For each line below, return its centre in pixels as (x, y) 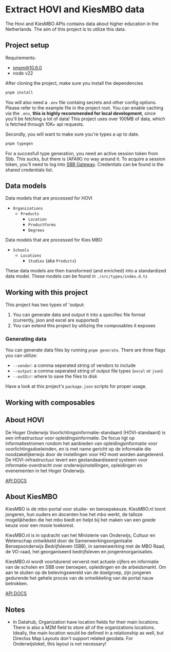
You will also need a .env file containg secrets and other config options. (81, 102)
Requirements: (21, 58)
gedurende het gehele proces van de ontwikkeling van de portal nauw (80, 578)
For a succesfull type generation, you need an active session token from (82, 153)
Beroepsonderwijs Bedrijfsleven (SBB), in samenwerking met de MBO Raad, (85, 546)
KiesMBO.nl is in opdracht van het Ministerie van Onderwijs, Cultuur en (80, 535)
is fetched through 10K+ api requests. (45, 124)
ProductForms (42, 225)
